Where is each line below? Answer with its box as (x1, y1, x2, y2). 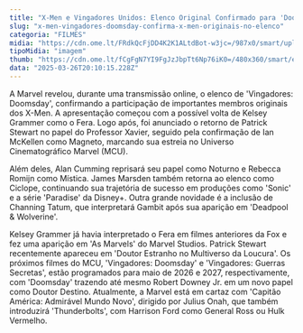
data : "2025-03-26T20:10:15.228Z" (9, 64, 140, 73)
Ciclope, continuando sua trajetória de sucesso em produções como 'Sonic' (9, 182, 291, 193)
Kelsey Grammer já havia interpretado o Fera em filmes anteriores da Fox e (9, 228, 287, 239)
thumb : (9, 55, 34, 64)
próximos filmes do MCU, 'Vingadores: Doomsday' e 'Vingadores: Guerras (9, 257, 286, 268)
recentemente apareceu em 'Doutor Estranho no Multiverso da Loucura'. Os (9, 247, 291, 258)
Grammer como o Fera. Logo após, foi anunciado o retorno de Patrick (9, 116, 268, 127)
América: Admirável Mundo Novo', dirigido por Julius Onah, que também (9, 295, 279, 307)
